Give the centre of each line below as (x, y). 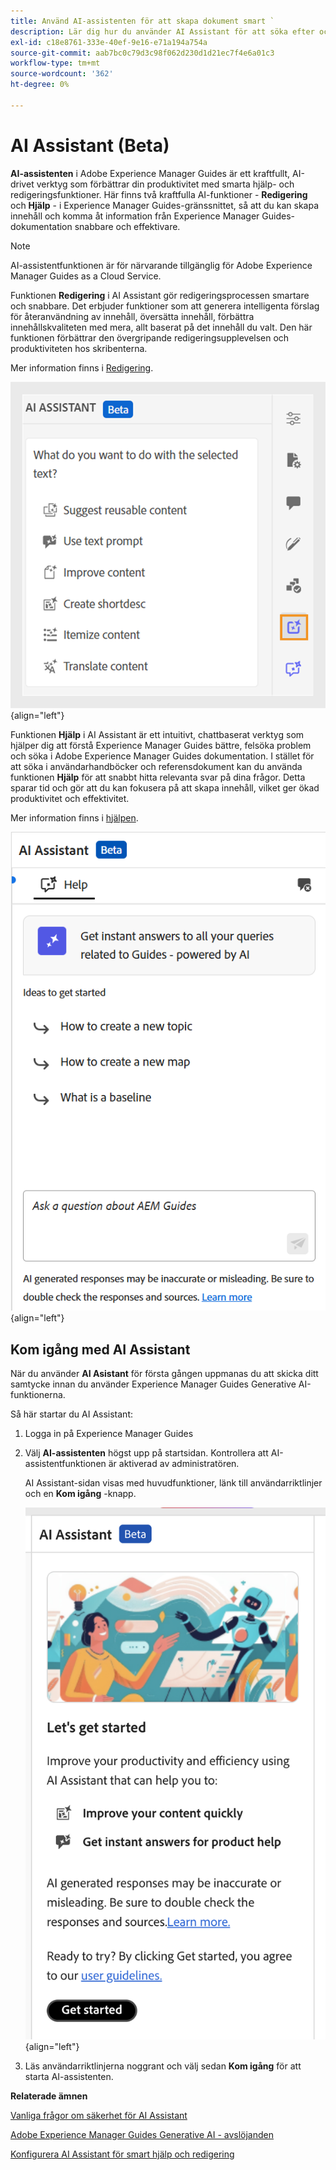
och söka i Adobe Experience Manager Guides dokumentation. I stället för (162, 756)
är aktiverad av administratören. (174, 1464)
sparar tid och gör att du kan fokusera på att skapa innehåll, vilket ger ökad (165, 787)
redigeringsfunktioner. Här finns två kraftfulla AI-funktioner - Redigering (159, 194)
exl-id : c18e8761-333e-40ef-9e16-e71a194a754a (109, 42)
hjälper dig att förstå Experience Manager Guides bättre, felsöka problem (161, 745)
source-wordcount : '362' (62, 74)
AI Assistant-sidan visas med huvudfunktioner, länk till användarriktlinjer (173, 1483)
